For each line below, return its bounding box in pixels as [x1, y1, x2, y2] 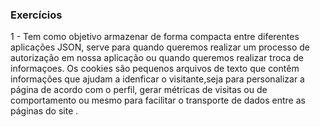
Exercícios [10, 8, 63, 22]
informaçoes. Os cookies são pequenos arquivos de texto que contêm [10, 63, 300, 75]
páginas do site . [10, 105, 79, 117]
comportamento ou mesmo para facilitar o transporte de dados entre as [10, 94, 306, 107]
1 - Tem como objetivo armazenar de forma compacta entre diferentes [10, 31, 300, 43]
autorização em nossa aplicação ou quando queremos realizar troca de [10, 52, 304, 64]
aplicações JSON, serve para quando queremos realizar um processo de [10, 41, 311, 53]
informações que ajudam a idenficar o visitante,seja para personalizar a [10, 73, 305, 85]
